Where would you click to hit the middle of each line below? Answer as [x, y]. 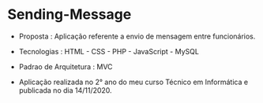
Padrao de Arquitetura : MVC [66, 66]
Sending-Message [70, 15]
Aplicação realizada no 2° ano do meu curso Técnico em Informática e [133, 82]
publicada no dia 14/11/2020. [65, 90]
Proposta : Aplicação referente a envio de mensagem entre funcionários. [137, 36]
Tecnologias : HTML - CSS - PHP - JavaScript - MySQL [109, 51]
